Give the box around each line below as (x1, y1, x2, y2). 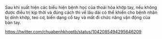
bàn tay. (5, 19, 21, 25)
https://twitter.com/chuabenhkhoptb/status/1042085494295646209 (5, 29, 142, 34)
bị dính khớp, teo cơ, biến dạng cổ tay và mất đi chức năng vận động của (5, 15, 151, 20)
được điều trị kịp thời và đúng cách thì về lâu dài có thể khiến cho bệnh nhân (5, 10, 158, 15)
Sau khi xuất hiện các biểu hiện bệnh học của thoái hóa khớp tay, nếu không (5, 5, 157, 10)
